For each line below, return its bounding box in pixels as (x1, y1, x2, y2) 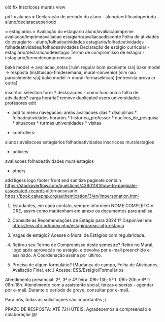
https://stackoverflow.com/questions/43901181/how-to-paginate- (5, 182, 138, 188)
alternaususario (46, 188, 78, 194)
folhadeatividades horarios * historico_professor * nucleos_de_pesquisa (12, 115, 159, 120)
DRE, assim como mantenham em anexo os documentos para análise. (12, 208, 154, 214)
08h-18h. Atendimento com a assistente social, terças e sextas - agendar (5, 282, 154, 287)
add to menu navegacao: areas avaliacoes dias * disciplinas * (12, 109, 137, 115)
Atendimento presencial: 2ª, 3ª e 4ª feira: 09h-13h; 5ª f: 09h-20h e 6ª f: (5, 277, 150, 283)
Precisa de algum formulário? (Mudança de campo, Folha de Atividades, (12, 262, 159, 268)
